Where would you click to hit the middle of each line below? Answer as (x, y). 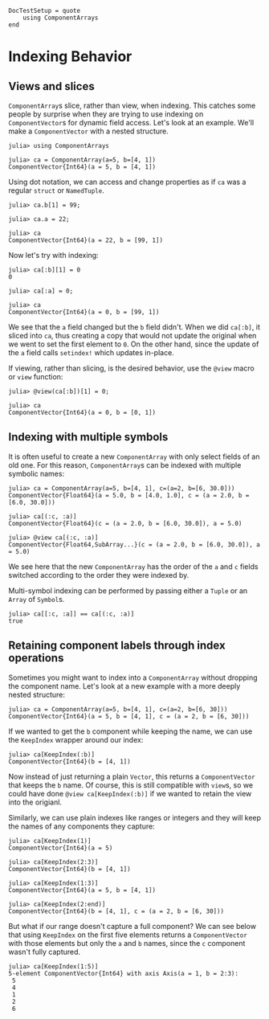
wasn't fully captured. (45, 951)
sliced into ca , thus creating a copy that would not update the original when (132, 336)
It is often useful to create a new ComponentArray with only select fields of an (134, 456)
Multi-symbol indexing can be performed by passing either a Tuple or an (128, 591)
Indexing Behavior (70, 57)
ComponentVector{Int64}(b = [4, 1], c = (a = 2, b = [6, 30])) (116, 911)
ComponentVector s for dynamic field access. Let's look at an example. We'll (131, 123)
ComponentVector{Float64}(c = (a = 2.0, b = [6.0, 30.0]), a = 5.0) (125, 523)
